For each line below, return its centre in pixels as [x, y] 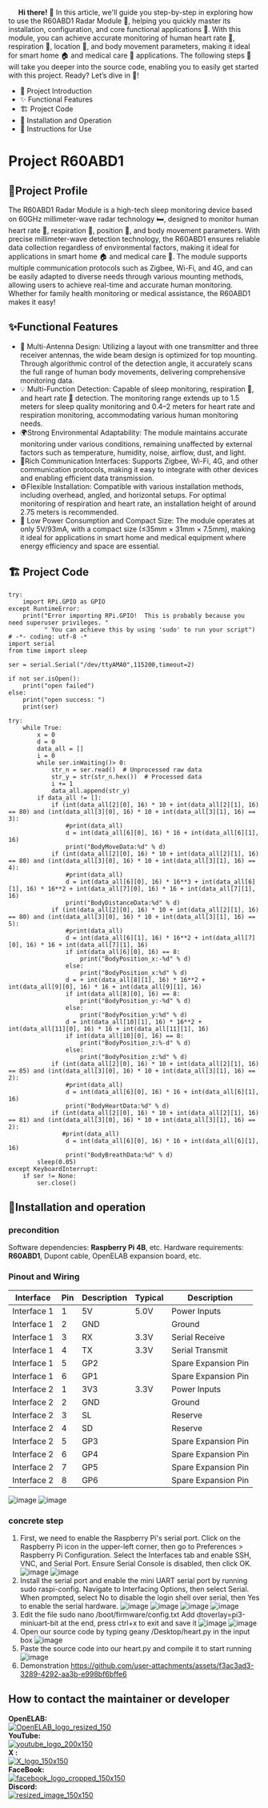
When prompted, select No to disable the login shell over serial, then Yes [140, 1598]
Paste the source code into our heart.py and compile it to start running [136, 1648]
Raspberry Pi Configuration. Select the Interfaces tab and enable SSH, [136, 1555]
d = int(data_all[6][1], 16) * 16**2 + [132, 938]
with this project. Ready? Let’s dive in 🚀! [74, 75]
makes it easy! [32, 302]
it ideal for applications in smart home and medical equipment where [133, 537]
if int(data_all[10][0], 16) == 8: [124, 1036]
